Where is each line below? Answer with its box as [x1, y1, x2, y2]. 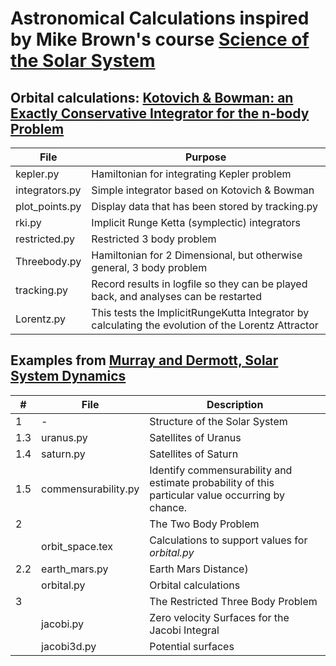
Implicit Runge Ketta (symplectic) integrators [91, 216, 302, 229]
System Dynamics [10, 368, 127, 385]
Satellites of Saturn [149, 447, 239, 461]
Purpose [185, 150, 227, 164]
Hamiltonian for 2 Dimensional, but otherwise [91, 248, 303, 262]
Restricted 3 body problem [91, 232, 217, 246]
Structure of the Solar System [149, 414, 288, 428]
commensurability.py [41, 482, 140, 496]
